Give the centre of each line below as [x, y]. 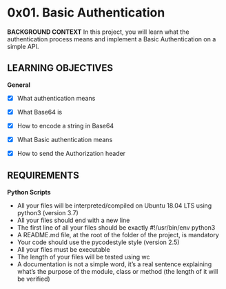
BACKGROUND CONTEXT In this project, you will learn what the [98, 32]
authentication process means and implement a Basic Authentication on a [112, 39]
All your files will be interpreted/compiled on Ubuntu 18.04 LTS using [114, 206]
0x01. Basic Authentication [86, 13]
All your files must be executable [63, 249]
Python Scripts [29, 192]
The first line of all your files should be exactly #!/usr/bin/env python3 [116, 227]
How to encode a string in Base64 [65, 126]
